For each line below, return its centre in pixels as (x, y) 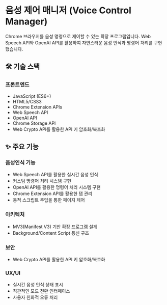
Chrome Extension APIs (37, 107)
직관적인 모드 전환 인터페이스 (41, 291)
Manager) (26, 22)
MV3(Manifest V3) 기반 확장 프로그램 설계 (55, 227)
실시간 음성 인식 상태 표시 (38, 285)
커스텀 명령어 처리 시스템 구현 (42, 181)
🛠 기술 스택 (22, 67)
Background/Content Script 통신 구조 (51, 233)
